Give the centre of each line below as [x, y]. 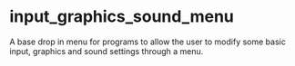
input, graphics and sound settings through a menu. [107, 51]
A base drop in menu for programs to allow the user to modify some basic [148, 42]
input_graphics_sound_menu [122, 17]
